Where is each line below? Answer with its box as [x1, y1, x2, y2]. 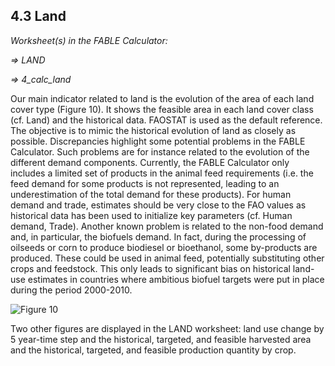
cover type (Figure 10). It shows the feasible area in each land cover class [10, 103, 314, 115]
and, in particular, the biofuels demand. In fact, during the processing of [10, 230, 307, 243]
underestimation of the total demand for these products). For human [10, 188, 292, 200]
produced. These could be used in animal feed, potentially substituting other [10, 252, 325, 264]
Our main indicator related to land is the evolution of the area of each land [10, 92, 315, 104]
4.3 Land [10, 8, 67, 25]
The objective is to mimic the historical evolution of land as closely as [10, 124, 297, 136]
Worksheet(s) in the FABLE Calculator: [10, 34, 168, 46]
